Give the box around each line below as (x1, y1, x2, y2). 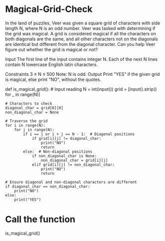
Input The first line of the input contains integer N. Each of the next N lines (5, 56, 158, 62)
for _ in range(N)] (5, 91, 41, 97)
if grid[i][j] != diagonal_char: (31, 136, 101, 141)
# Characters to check (5, 101, 52, 106)
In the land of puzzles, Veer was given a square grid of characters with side (5, 20, 161, 26)
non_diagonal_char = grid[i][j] (40, 158, 108, 163)
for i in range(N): (5, 123, 46, 128)
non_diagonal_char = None (5, 110, 59, 115)
